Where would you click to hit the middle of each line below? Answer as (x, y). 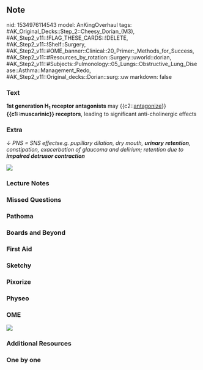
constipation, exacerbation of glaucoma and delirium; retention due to (95, 150)
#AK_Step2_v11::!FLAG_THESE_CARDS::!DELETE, (67, 38)
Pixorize (19, 282)
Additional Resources (39, 343)
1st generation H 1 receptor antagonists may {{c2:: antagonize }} (86, 106)
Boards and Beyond (36, 232)
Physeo (18, 298)
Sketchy (19, 265)
